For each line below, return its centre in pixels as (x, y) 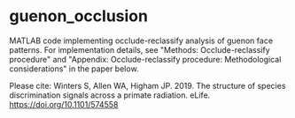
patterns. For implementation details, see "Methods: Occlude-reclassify (140, 49)
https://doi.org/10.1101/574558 (64, 104)
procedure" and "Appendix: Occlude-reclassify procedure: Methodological (145, 59)
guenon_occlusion (79, 16)
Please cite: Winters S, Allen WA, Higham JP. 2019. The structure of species (147, 85)
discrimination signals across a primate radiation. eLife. (110, 95)
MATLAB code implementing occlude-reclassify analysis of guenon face (141, 41)
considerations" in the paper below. (74, 69)
